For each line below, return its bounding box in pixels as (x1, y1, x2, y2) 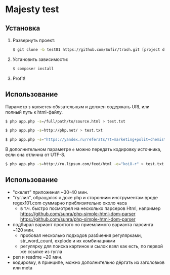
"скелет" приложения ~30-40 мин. (12, 189, 89, 195)
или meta (12, 264, 33, 270)
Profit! (12, 75, 26, 81)
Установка (5, 24, 40, 33)
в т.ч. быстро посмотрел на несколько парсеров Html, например (20, 205, 161, 211)
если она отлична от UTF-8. (5, 151, 66, 158)
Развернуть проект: (12, 37, 56, 43)
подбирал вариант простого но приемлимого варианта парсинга (12, 221, 153, 227)
